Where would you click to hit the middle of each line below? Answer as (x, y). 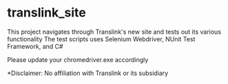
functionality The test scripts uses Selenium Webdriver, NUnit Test (101, 39)
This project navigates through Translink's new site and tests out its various (114, 32)
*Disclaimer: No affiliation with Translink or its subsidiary (88, 73)
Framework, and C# (35, 46)
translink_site (46, 13)
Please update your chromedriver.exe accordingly (78, 59)
